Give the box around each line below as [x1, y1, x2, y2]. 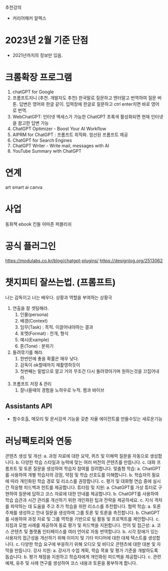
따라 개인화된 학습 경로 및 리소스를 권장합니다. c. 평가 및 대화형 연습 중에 [10, 478, 152, 484]
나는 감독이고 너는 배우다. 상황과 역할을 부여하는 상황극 [5, 294, 112, 300]
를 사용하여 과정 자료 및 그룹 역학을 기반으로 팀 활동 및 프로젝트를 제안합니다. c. [5, 516, 160, 522]
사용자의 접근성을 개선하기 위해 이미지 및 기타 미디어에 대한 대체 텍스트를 [5, 535, 147, 541]
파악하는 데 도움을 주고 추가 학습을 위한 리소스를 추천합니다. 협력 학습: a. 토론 [10, 503, 161, 510]
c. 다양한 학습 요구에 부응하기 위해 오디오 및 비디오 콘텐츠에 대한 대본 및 [16, 541, 156, 547]
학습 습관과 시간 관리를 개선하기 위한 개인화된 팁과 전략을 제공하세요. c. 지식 [5, 497, 153, 503]
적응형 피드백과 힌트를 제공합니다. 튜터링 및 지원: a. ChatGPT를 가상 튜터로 [10, 484, 157, 490]
